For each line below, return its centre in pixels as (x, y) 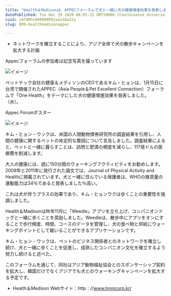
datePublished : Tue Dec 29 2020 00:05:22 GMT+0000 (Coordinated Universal (86, 15)
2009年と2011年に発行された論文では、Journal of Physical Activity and (80, 171)
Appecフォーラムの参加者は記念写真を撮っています (59, 61)
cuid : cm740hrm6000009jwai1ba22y (41, 19)
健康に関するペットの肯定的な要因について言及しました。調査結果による (90, 141)
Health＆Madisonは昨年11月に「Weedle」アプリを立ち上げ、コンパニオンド (84, 211)
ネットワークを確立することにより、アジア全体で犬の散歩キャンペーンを (88, 44)
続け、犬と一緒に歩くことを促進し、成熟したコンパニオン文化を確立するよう (85, 248)
